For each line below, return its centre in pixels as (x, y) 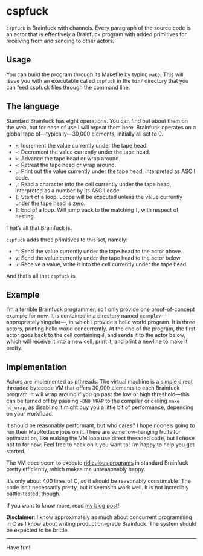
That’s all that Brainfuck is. (39, 227)
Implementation (37, 367)
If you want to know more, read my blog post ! (63, 506)
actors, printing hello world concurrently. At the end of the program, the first (101, 329)
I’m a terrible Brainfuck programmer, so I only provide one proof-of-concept (101, 309)
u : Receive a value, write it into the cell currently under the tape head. (101, 264)
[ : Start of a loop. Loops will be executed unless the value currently (99, 197)
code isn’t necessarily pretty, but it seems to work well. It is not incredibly (98, 488)
